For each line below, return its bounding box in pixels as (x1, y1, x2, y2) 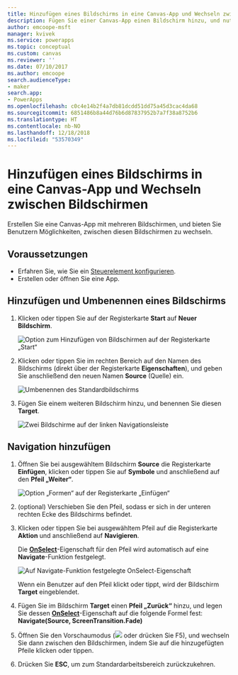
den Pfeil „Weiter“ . (17, 475, 74, 483)
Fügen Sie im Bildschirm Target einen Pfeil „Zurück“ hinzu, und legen (17, 601, 222, 610)
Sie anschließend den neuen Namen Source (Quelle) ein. (17, 371, 184, 380)
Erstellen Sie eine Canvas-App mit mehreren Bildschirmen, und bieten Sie (7, 220, 222, 229)
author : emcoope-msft (7, 23, 72, 31)
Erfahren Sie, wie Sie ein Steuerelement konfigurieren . (17, 267, 176, 275)
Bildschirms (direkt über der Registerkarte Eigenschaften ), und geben (17, 363, 223, 373)
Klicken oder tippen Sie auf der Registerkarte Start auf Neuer (17, 314, 197, 322)
